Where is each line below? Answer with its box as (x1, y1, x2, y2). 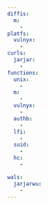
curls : (7, 50, 26, 57)
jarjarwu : (13, 180, 42, 187)
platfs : (7, 30, 30, 37)
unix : (13, 75, 30, 83)
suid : (13, 142, 30, 149)
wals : (7, 173, 23, 180)
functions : (7, 69, 39, 76)
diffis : (7, 10, 30, 18)
